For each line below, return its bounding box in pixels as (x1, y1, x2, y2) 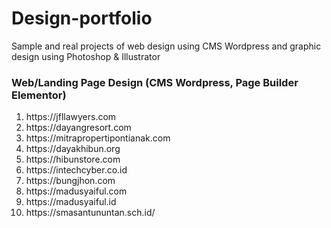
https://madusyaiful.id (25, 196, 117, 208)
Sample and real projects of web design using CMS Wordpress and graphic (11, 40, 322, 52)
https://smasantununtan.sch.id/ (25, 207, 156, 219)
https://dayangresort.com (25, 122, 132, 134)
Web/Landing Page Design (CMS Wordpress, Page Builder (11, 75, 299, 89)
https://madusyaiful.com (25, 185, 128, 197)
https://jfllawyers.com (25, 111, 117, 123)
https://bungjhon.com (25, 175, 116, 187)
